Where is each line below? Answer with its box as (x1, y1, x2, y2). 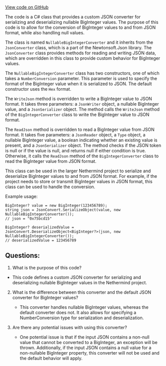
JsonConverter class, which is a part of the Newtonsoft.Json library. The (5, 45, 152, 50)
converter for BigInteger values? (12, 294, 78, 300)
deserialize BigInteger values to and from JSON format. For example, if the (5, 173, 158, 179)
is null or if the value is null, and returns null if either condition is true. (5, 148, 146, 153)
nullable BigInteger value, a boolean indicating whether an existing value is (5, 137, 158, 143)
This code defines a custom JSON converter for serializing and (12, 274, 141, 280)
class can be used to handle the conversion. (5, 184, 96, 190)
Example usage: (5, 194, 38, 199)
